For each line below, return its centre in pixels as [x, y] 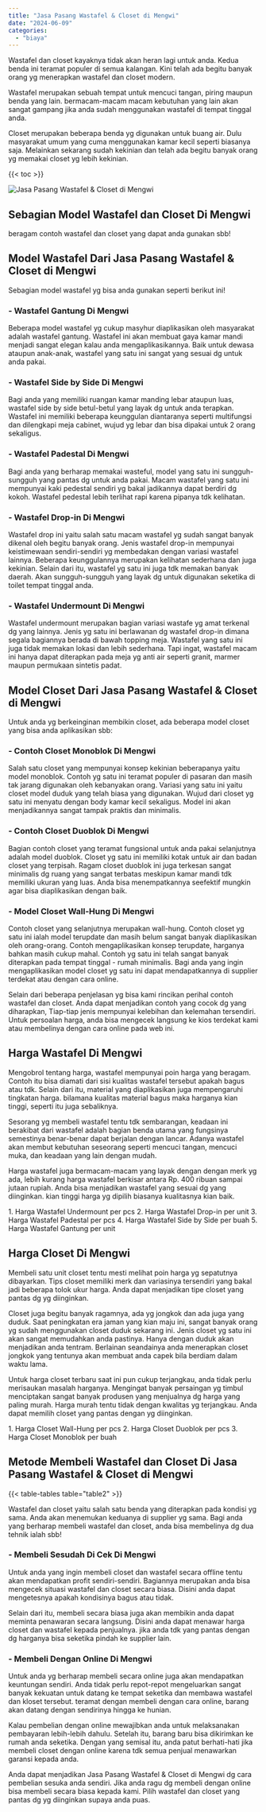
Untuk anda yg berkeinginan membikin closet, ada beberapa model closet [129, 722]
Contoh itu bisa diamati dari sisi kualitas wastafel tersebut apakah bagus [126, 1081]
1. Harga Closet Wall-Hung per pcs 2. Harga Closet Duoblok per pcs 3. [123, 1428]
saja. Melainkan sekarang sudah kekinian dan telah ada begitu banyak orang [133, 150]
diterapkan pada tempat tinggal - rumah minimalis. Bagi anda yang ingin [126, 962]
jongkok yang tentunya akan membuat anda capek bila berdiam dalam [123, 1355]
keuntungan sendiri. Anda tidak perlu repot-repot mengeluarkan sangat [125, 1685]
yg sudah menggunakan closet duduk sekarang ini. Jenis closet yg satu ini [130, 1330]
